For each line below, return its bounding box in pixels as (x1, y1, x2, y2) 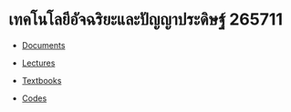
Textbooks (21, 75, 62, 86)
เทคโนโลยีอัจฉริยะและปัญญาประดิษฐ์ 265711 (8, 9, 284, 30)
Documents (21, 39, 66, 50)
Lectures (21, 57, 56, 68)
